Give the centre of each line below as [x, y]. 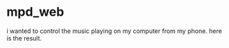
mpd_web [35, 12]
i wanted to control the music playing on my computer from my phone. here [114, 31]
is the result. [24, 38]
